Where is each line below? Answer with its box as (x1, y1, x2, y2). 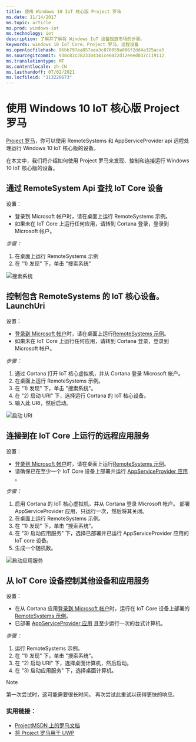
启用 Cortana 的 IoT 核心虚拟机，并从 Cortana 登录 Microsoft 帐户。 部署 (14, 500, 190, 507)
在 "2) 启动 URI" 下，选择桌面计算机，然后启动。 (14, 659, 132, 667)
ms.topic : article (6, 19, 51, 25)
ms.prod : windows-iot (6, 25, 59, 31)
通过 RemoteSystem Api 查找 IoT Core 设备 (6, 184, 163, 194)
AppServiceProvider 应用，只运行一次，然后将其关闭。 (14, 507, 148, 514)
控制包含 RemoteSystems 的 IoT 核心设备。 (6, 292, 164, 302)
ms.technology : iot (6, 31, 54, 37)
